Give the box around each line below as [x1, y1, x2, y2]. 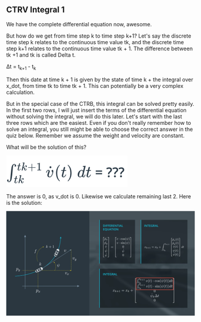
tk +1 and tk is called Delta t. [6, 51, 76, 59]
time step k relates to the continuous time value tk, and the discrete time [6, 38, 184, 45]
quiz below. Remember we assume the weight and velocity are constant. [6, 131, 185, 139]
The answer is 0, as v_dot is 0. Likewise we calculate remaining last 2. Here [6, 192, 191, 200]
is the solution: [6, 199, 42, 206]
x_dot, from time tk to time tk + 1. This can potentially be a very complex [6, 82, 184, 89]
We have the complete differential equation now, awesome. [6, 20, 152, 27]
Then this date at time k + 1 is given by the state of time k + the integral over [6, 76, 193, 83]
